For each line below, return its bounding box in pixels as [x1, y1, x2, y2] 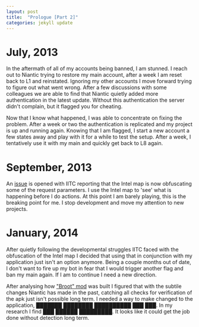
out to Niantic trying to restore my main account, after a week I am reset [6, 71, 182, 78]
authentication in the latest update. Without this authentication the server [6, 96, 185, 104]
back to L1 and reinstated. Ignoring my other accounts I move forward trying [6, 78, 192, 85]
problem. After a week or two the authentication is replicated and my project [6, 121, 193, 128]
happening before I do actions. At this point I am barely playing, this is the [6, 193, 186, 200]
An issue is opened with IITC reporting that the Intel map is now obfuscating [6, 180, 192, 187]
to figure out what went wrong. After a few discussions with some [6, 84, 168, 91]
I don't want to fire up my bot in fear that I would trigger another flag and [6, 265, 184, 272]
